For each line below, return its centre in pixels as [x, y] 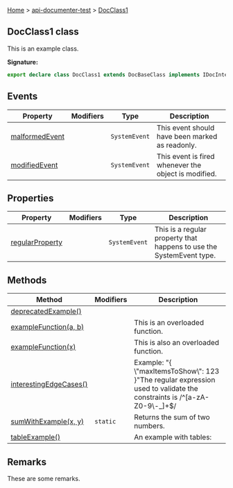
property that [176, 238]
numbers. [149, 426]
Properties [31, 198]
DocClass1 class [43, 32]
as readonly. [176, 145]
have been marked [187, 136]
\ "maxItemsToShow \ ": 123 [177, 371]
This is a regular [181, 230]
